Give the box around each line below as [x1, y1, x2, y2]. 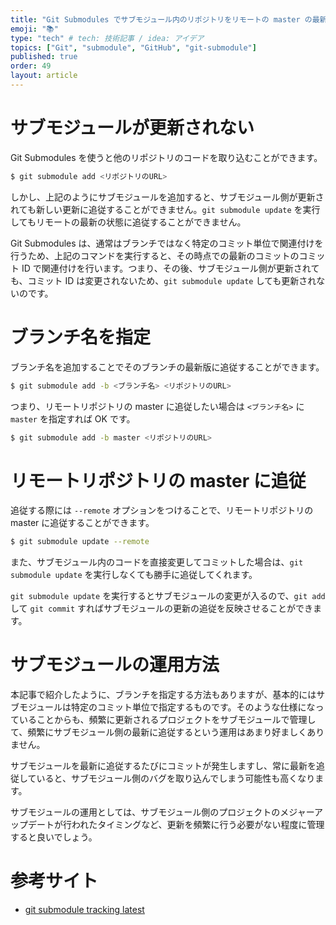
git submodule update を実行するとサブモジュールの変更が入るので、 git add [10, 590, 326, 602]
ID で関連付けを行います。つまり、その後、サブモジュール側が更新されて [21, 262, 320, 274]
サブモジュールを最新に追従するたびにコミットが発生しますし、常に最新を [10, 760, 317, 772]
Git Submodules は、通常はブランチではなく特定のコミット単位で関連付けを [10, 237, 324, 249]
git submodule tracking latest [24, 904, 145, 916]
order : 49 [10, 61, 52, 71]
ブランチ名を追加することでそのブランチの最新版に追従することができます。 [10, 361, 325, 373]
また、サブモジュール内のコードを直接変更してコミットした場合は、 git [10, 556, 304, 568]
